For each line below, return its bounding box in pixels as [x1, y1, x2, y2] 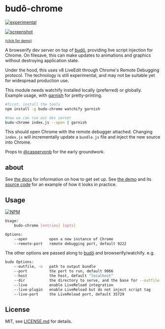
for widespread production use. [5, 77, 69, 83]
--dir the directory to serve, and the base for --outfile [14, 278, 160, 283]
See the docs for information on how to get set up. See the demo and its [5, 176, 152, 183]
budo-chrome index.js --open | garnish [5, 120, 87, 125]
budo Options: [5, 259, 34, 264]
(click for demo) [5, 38, 32, 43]
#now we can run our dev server [5, 115, 71, 120]
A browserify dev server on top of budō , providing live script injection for [5, 47, 153, 53]
